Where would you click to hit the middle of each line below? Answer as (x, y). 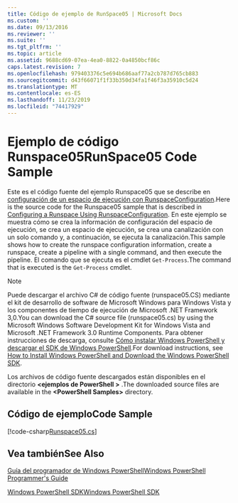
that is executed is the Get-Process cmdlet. (70, 267)
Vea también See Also (56, 454)
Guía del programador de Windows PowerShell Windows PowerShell (107, 471)
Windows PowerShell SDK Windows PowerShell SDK (83, 492)
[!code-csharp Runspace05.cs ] (52, 431)
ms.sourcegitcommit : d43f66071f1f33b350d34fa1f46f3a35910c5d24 (103, 80)
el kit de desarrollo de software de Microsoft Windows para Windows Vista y (119, 302)
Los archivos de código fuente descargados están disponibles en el (107, 376)
